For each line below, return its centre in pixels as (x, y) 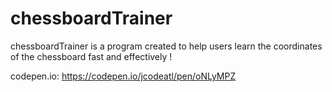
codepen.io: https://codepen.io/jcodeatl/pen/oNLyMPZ (123, 76)
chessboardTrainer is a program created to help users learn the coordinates (166, 46)
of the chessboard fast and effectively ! (91, 56)
